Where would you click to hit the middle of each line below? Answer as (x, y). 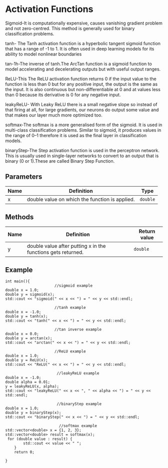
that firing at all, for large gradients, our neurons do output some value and (82, 110)
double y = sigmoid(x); (30, 295)
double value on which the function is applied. (81, 199)
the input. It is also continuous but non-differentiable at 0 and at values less (83, 89)
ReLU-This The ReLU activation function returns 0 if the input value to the (81, 79)
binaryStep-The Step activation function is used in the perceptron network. (82, 150)
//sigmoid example (73, 286)
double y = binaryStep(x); (33, 413)
